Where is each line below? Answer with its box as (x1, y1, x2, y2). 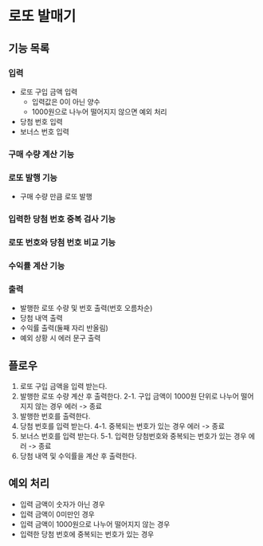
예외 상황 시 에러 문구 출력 (19, 333, 101, 343)
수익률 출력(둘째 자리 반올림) (19, 324, 109, 333)
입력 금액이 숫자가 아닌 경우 (19, 499, 106, 509)
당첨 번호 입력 (19, 116, 63, 126)
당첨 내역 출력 (19, 313, 63, 323)
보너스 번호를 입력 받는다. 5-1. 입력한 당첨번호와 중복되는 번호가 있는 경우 (19, 431, 247, 441)
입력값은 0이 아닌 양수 (31, 96, 101, 106)
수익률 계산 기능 (8, 260, 65, 271)
